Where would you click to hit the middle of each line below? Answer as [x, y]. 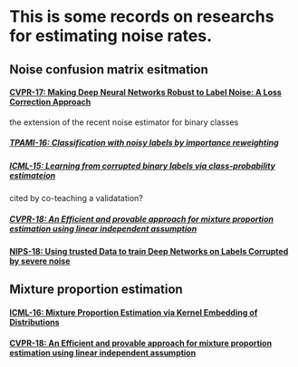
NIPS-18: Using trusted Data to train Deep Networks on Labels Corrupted [149, 252]
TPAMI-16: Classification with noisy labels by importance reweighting [144, 143]
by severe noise [40, 261]
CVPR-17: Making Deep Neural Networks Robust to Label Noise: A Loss [146, 92]
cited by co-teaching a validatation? [76, 198]
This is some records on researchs [142, 17]
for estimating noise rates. [111, 36]
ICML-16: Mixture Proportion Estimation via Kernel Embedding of [134, 313]
